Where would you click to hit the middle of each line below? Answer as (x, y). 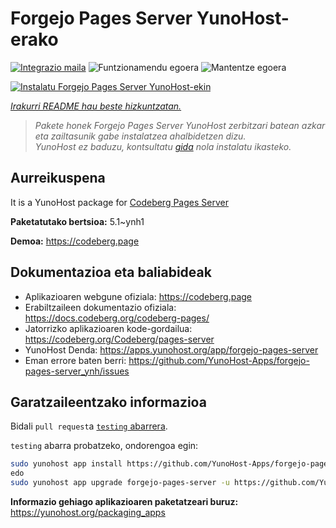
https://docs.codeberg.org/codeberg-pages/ (117, 318)
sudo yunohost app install (66, 464)
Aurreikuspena (58, 178)
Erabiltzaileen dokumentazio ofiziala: (100, 307)
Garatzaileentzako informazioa (108, 402)
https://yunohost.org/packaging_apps (88, 512)
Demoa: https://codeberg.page (75, 241)
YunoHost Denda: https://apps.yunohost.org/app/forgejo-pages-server (171, 349)
